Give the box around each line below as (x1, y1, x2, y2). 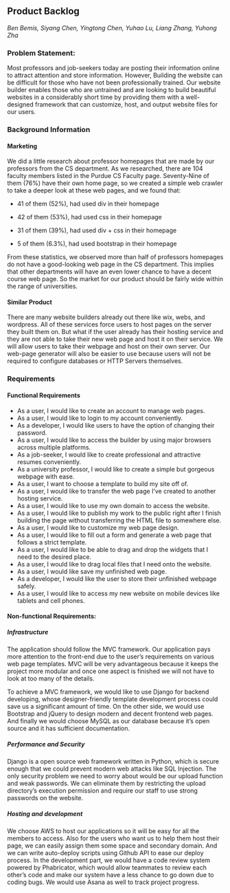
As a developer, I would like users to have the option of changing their (16, 421, 215, 429)
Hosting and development (7, 809, 83, 817)
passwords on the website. (7, 794, 84, 802)
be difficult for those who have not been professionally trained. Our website (7, 78, 221, 87)
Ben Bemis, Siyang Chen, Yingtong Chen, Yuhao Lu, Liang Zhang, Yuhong (7, 23, 218, 32)
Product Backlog (7, 5, 80, 17)
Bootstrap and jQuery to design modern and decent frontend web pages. (7, 709, 214, 718)
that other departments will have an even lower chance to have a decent (7, 267, 211, 276)
